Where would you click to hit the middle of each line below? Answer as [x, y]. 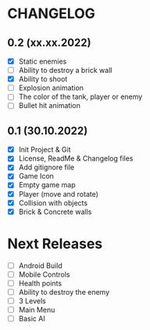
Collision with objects [53, 203]
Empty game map [47, 185]
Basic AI [32, 319]
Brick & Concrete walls [55, 212]
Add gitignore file [46, 167]
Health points [40, 283]
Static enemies [43, 61]
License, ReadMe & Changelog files [76, 158]
